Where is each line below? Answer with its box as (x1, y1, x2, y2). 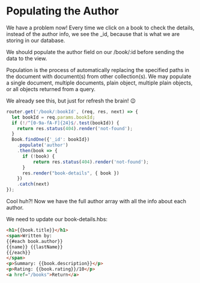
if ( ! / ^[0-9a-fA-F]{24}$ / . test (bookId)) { (11, 120, 120, 126)
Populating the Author (6, 4, 119, 18)
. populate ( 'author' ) (17, 142, 68, 148)
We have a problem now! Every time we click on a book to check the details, (6, 24, 195, 31)
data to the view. (6, 55, 47, 62)
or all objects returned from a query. (6, 85, 96, 92)
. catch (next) (17, 181, 50, 187)
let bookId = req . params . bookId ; (11, 114, 95, 121)
